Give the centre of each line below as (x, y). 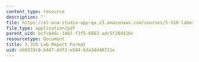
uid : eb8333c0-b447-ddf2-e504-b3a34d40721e (61, 50)
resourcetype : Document (36, 39)
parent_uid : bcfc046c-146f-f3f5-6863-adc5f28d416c (70, 34)
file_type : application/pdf (41, 28)
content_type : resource (36, 12)
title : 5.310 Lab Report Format (46, 45)
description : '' (26, 17)
